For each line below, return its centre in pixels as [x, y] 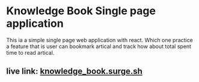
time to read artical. [30, 52]
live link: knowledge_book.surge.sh [75, 72]
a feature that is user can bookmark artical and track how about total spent [99, 46]
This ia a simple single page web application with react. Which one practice [100, 40]
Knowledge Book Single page [81, 11]
